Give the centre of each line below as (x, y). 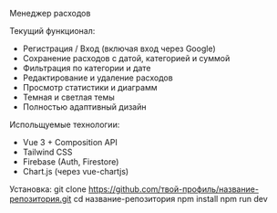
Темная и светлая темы (69, 97)
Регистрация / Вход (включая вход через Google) (119, 48)
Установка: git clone (48, 189)
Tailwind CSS (47, 152)
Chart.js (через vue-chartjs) (76, 171)
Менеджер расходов (50, 13)
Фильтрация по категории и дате (87, 68)
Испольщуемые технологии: (65, 124)
